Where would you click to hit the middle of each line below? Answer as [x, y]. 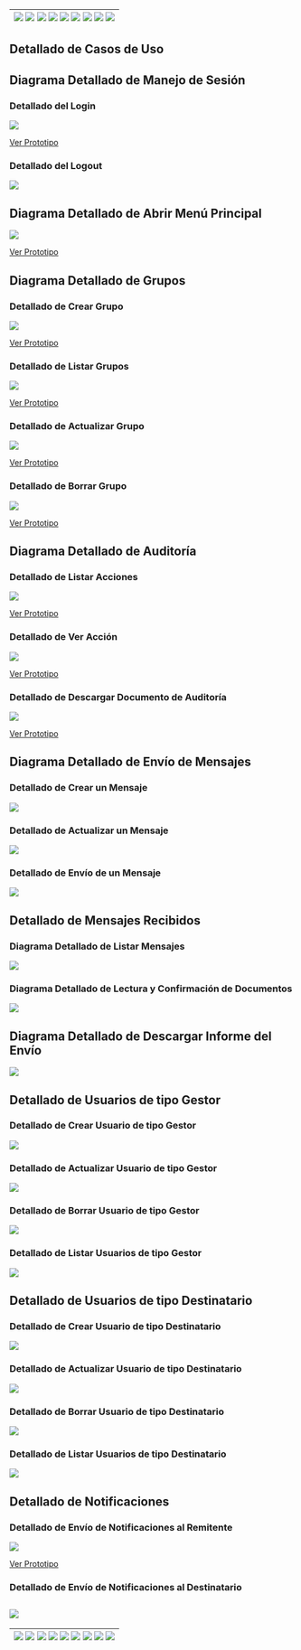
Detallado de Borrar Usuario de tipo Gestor [104, 1211]
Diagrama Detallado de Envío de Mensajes [130, 762]
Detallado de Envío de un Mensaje [85, 873]
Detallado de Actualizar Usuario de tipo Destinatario [126, 1369]
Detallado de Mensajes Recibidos [105, 920]
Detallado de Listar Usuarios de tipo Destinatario [118, 1454]
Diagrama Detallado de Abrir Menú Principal [136, 213]
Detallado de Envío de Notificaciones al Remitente [121, 1527]
